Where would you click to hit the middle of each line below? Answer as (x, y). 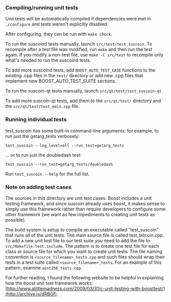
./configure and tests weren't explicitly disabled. (57, 24)
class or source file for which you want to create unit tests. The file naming (84, 251)
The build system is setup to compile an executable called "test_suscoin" (82, 229)
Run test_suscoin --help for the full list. (47, 174)
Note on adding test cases (38, 187)
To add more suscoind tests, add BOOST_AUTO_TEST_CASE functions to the (80, 70)
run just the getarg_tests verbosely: (43, 136)
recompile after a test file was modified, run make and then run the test (79, 50)
